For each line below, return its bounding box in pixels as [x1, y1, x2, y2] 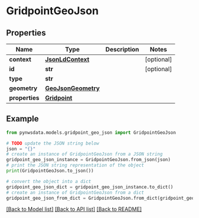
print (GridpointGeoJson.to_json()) [6, 168, 94, 174]
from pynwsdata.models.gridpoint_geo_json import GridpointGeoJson [6, 129, 176, 136]
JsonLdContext [45, 55, 90, 63]
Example [6, 114, 39, 124]
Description [105, 46, 139, 53]
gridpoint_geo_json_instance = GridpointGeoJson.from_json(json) [6, 157, 171, 163]
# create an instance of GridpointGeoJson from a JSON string [6, 151, 163, 158]
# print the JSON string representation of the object [6, 162, 145, 168]
